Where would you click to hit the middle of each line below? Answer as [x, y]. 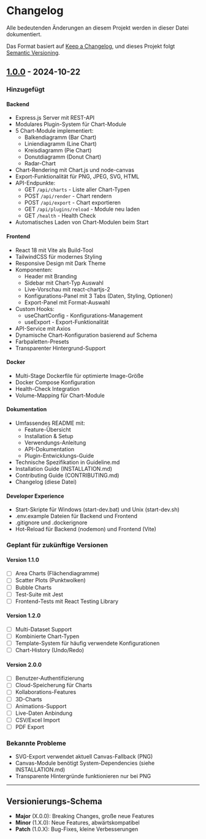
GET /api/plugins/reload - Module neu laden [82, 209]
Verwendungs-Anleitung [55, 443]
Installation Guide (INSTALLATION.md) [63, 469]
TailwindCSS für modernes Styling [59, 256]
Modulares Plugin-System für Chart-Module [71, 124]
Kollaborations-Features [46, 692]
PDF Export [30, 727]
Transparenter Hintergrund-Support [60, 348]
